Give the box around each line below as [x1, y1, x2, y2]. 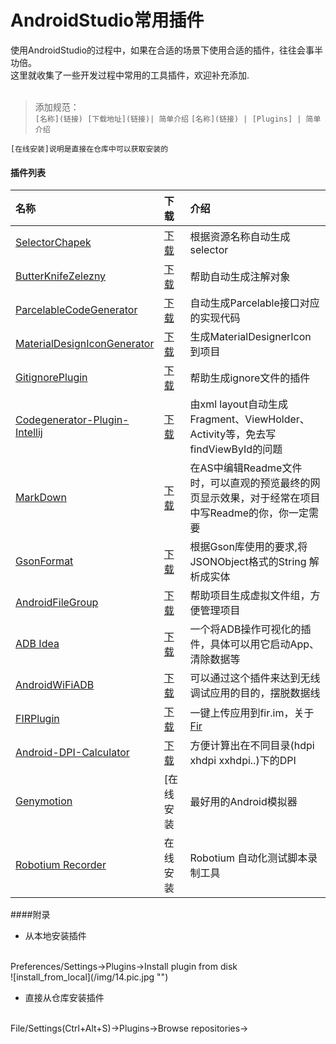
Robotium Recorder [15, 858, 107, 872]
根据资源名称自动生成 [189, 230, 291, 244]
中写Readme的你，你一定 [189, 506, 310, 520]
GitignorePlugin [15, 371, 88, 385]
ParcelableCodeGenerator [15, 303, 138, 317]
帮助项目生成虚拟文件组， [189, 589, 311, 603]
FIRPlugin [15, 712, 60, 726]
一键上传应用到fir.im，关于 [189, 706, 315, 720]
